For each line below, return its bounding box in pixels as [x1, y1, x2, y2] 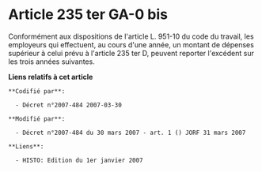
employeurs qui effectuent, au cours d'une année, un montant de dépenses [8, 39, 255, 49]
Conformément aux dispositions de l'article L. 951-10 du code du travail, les [8, 32, 255, 41]
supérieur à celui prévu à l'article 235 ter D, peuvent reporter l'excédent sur [8, 48, 255, 58]
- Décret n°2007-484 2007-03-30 [15, 101, 123, 109]
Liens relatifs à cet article [8, 72, 93, 81]
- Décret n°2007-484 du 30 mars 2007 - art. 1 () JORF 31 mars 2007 [15, 129, 246, 136]
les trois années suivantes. [8, 57, 95, 66]
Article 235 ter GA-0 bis [8, 6, 169, 24]
